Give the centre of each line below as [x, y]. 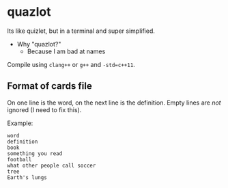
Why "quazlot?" [39, 44]
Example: [20, 123]
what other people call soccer [52, 165]
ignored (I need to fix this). [44, 109]
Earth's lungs [27, 177]
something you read [35, 153]
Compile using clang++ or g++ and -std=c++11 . [71, 64]
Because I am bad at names [66, 51]
